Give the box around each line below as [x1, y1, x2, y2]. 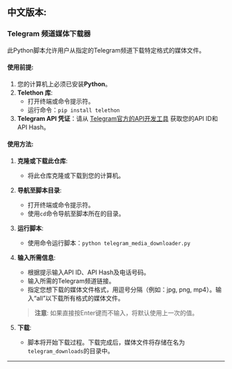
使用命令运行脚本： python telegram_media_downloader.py [27, 239, 191, 247]
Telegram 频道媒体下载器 [7, 29, 91, 39]
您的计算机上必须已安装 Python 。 [17, 79, 112, 88]
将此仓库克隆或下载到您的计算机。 [27, 171, 125, 180]
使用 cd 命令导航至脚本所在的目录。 [27, 209, 125, 218]
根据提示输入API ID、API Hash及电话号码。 [27, 268, 150, 276]
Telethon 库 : [17, 88, 53, 97]
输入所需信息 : [17, 254, 56, 262]
